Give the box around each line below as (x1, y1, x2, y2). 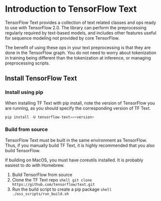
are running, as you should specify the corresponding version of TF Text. (5, 105, 151, 111)
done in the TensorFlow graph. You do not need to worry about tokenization (5, 50, 157, 56)
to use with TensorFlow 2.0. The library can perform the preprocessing (5, 24, 147, 30)
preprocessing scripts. (5, 60, 50, 66)
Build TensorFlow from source (12, 172, 73, 178)
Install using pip (5, 89, 44, 96)
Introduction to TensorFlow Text (5, 3, 137, 15)
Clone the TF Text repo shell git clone (12, 177, 92, 182)
